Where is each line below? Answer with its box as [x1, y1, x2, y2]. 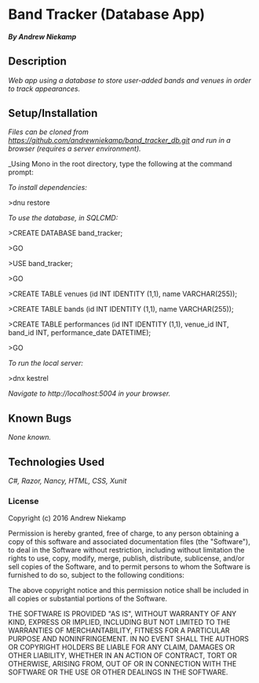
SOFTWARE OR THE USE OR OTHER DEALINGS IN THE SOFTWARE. [8, 667, 228, 677]
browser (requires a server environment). [8, 144, 141, 154]
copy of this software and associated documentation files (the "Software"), [8, 537, 251, 546]
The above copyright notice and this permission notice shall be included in [8, 586, 249, 595]
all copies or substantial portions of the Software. [8, 594, 167, 604]
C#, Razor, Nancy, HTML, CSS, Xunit [8, 477, 127, 486]
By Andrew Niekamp [8, 31, 77, 41]
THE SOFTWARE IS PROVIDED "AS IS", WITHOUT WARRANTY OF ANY [8, 609, 237, 619]
